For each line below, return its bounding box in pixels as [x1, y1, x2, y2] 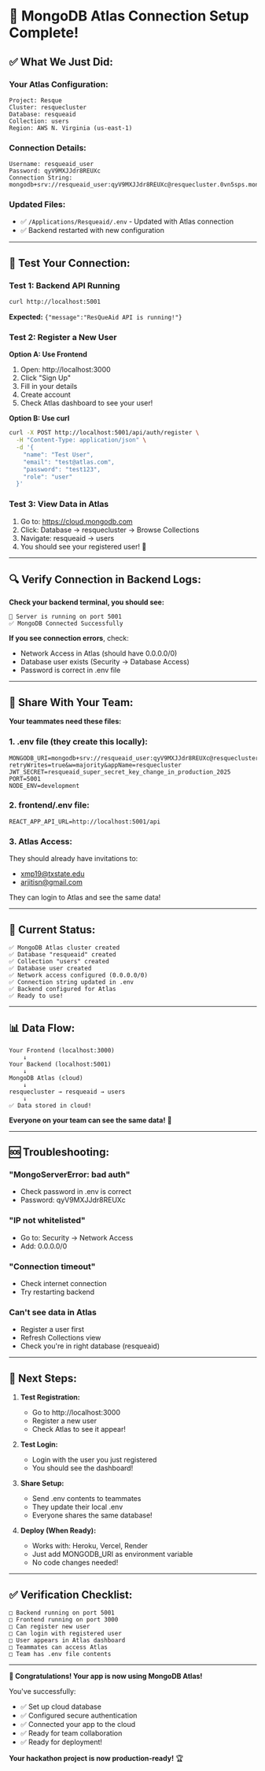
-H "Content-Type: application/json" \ [16, 436, 147, 444]
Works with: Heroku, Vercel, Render [31, 1541, 149, 1551]
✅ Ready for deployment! [20, 1737, 103, 1747]
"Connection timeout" [9, 1261, 96, 1272]
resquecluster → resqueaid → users [9, 1088, 126, 1096]
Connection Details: [9, 142, 87, 153]
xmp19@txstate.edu [20, 869, 85, 878]
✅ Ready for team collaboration [20, 1728, 123, 1738]
